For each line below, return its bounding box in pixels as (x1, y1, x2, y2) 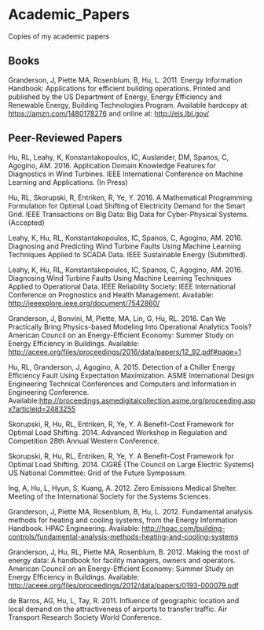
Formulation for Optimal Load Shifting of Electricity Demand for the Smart (8, 201, 246, 210)
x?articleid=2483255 (8, 403, 76, 414)
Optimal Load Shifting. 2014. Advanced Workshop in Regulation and (8, 427, 228, 437)
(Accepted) (8, 218, 45, 227)
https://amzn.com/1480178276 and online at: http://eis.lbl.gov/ (8, 109, 210, 118)
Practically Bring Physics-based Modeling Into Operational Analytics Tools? (8, 322, 252, 331)
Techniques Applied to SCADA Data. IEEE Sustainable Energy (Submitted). (8, 249, 248, 259)
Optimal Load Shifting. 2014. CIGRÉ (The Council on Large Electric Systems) (8, 459, 255, 469)
